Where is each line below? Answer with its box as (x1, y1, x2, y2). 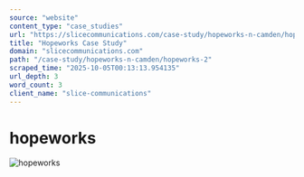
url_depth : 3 (9, 72, 59, 81)
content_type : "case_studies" (9, 22, 124, 31)
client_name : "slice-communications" (9, 88, 152, 98)
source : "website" (9, 13, 79, 23)
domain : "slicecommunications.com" (9, 47, 144, 56)
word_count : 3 (9, 80, 63, 89)
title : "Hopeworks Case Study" (9, 38, 128, 48)
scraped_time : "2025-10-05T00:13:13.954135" (9, 64, 180, 73)
